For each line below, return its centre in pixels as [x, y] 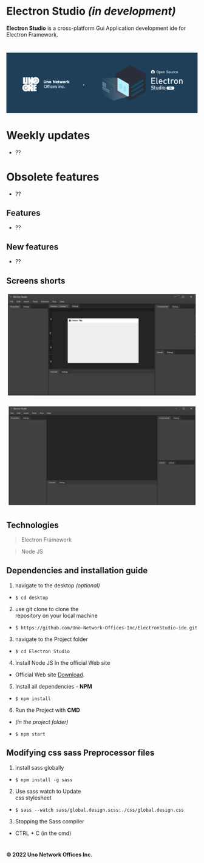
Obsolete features [53, 177]
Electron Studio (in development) [91, 11]
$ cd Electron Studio [42, 651]
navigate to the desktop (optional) [57, 585]
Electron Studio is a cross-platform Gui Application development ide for [96, 28]
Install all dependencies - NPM [53, 686]
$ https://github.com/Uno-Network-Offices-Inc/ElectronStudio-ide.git [106, 628]
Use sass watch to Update [48, 791]
